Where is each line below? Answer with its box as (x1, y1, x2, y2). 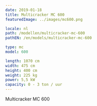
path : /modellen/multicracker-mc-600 (5, 31, 85, 36)
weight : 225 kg (5, 73, 38, 78)
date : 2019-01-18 (5, 7, 42, 13)
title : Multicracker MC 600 (5, 12, 65, 17)
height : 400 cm (5, 68, 38, 73)
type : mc (5, 45, 24, 50)
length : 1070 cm (5, 58, 40, 63)
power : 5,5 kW (5, 77, 36, 83)
